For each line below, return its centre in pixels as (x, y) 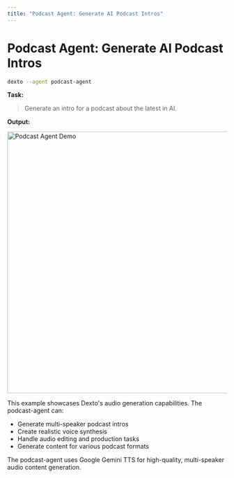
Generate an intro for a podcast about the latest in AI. (101, 108)
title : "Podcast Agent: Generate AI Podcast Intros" (85, 14)
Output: (18, 122)
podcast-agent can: (36, 411)
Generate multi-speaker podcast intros (73, 424)
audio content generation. (44, 468)
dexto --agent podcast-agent (49, 82)
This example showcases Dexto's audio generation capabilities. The (105, 403)
